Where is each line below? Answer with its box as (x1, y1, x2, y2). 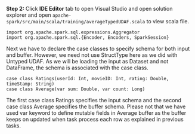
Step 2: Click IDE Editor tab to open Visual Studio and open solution (6, 5, 173, 12)
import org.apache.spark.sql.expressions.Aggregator (6, 29, 140, 35)
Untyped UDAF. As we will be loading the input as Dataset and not (6, 58, 169, 65)
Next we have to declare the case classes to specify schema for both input (6, 45, 190, 52)
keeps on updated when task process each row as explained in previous (6, 116, 184, 123)
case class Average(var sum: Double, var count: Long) (6, 86, 146, 92)
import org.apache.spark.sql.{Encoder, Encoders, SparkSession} (6, 35, 169, 41)
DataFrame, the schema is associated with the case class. (6, 64, 148, 71)
